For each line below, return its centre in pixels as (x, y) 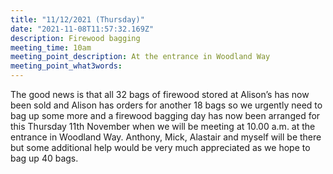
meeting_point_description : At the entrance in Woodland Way (140, 57)
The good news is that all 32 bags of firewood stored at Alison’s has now (160, 94)
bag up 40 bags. (44, 158)
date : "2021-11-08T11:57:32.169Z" (82, 29)
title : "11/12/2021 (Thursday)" (77, 19)
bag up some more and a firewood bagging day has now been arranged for (165, 115)
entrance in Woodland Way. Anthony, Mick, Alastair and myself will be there (166, 137)
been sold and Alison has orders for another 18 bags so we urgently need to (166, 105)
